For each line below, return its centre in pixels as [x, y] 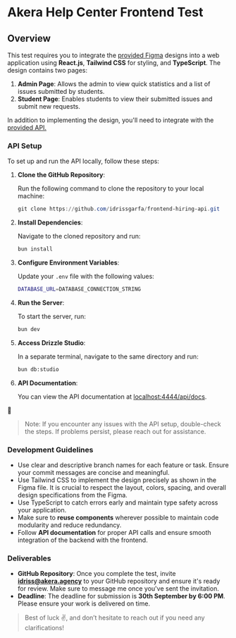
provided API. [27, 127]
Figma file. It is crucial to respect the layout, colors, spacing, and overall [122, 487]
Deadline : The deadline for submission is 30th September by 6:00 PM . [121, 596]
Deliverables [29, 558]
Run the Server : [41, 302]
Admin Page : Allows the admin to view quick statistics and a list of [114, 84]
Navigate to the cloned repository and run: [79, 236]
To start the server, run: [51, 316]
